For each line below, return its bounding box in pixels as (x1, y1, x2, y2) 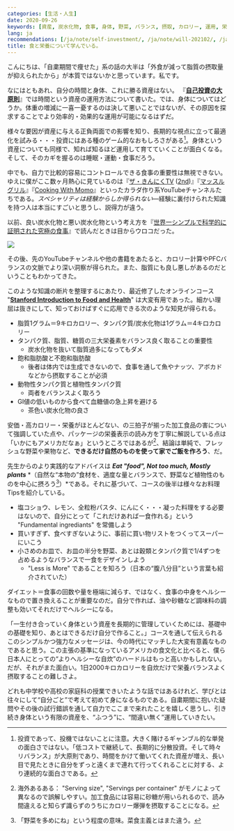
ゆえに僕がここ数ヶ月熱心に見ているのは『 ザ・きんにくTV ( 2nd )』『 (7, 177, 201, 185)
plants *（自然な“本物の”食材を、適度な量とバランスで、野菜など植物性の (7, 471, 219, 479)
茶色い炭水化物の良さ (27, 405, 89, 414)
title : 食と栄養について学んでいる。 (7, 42, 102, 49)
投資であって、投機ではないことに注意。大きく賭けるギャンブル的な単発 (17, 734, 224, 743)
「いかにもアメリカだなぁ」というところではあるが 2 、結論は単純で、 (7, 437, 205, 446)
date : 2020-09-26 (7, 17, 58, 24)
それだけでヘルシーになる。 (37, 605, 117, 613)
